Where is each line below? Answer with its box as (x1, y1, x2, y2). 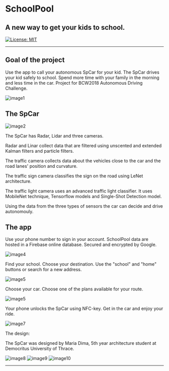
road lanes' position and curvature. (5, 163, 78, 169)
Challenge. (5, 85, 28, 91)
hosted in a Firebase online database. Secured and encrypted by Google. (5, 241, 157, 248)
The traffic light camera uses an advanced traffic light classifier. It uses (5, 188, 152, 194)
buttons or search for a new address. (5, 267, 82, 273)
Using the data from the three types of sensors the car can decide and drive (5, 203, 163, 209)
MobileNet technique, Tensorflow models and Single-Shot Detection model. (5, 193, 162, 199)
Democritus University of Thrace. (5, 346, 74, 352)
